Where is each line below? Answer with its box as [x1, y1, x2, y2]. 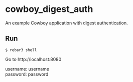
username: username [5, 66, 49, 72]
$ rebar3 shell [5, 47, 37, 53]
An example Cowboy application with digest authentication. [5, 20, 128, 26]
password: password [5, 71, 49, 77]
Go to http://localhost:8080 [5, 56, 62, 62]
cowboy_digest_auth [5, 3, 93, 15]
